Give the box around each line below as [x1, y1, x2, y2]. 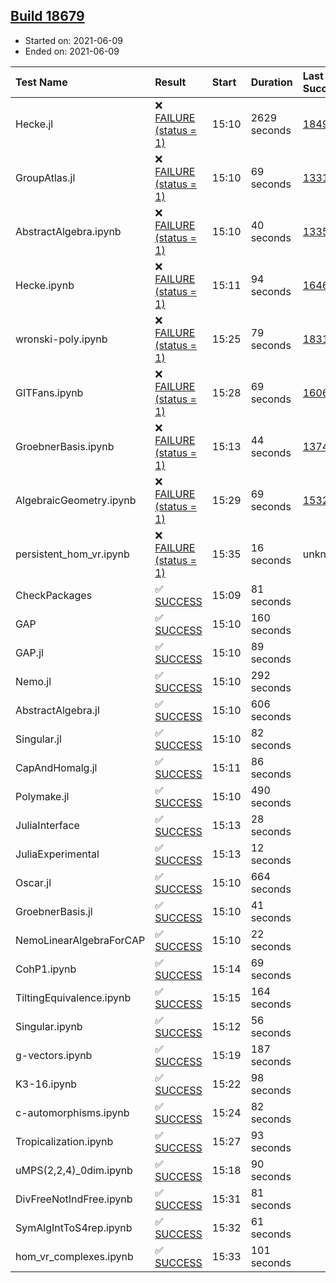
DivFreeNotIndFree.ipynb [15, 1192, 133, 1206]
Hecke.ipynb [15, 278, 75, 292]
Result [154, 75, 187, 89]
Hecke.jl [15, 117, 54, 131]
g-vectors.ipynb [15, 1048, 93, 1062]
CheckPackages [15, 588, 93, 602]
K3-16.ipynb [15, 1077, 78, 1091]
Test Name [15, 75, 68, 89]
